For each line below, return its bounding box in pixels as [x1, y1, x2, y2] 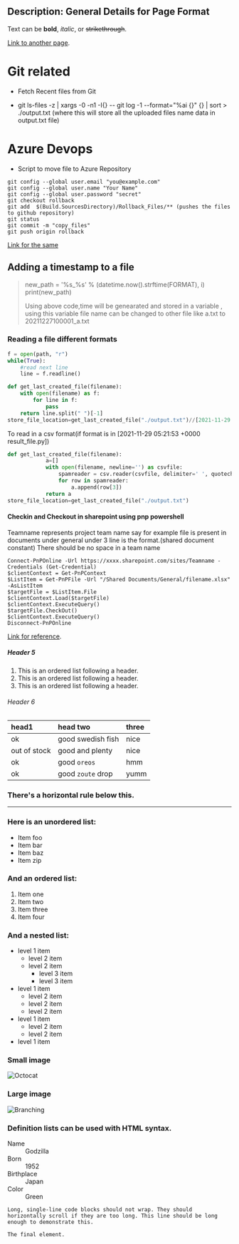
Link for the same [7, 240, 59, 249]
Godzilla [25, 1147, 50, 1155]
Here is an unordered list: [7, 817, 97, 827]
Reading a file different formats [7, 334, 117, 344]
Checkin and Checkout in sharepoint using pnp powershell [7, 512, 184, 521]
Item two [17, 897, 44, 906]
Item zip [17, 856, 42, 864]
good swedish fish [58, 734, 119, 744]
